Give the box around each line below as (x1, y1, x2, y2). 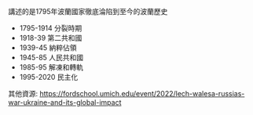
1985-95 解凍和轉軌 (19, 63, 84, 72)
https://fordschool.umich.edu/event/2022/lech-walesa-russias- (38, 89, 245, 98)
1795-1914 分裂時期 (19, 23, 82, 33)
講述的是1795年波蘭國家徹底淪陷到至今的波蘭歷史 (8, 7, 168, 16)
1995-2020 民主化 (19, 73, 79, 81)
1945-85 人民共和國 (19, 53, 84, 62)
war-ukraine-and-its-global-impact (8, 98, 122, 107)
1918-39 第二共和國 (19, 34, 82, 42)
